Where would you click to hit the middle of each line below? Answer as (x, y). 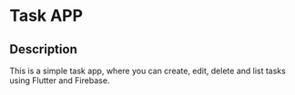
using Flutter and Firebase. (60, 81)
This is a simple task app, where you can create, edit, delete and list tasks (148, 71)
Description (43, 49)
